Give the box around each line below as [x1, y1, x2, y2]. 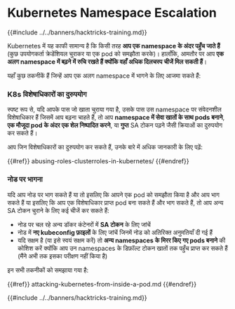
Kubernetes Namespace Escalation [7, 5, 217, 21]
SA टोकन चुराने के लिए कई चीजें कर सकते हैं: [7, 206, 110, 214]
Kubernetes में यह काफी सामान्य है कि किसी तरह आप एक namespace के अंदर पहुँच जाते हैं [7, 41, 221, 50]
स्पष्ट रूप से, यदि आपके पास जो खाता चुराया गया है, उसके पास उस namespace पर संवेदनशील [7, 105, 222, 114]
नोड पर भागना [7, 174, 43, 184]
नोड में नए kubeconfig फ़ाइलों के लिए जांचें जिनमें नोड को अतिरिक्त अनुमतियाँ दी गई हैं [17, 228, 213, 236]
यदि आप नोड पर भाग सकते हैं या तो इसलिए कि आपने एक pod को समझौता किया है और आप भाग [7, 191, 220, 199]
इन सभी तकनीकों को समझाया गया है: [7, 266, 89, 274]
